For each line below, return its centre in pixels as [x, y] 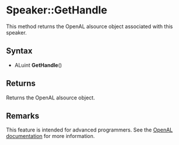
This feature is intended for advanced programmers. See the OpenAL [89, 130]
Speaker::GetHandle [57, 10]
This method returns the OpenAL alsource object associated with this [89, 26]
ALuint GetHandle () [38, 65]
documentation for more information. [51, 136]
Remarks [23, 115]
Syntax [19, 51]
